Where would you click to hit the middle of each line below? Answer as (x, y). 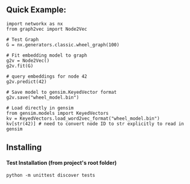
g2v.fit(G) (20, 66)
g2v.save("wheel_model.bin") (43, 97)
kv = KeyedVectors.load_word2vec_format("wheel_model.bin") (83, 118)
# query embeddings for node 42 (47, 76)
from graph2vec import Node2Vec (47, 29)
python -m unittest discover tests (51, 176)
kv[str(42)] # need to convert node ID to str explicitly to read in (95, 124)
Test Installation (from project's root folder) (62, 162)
